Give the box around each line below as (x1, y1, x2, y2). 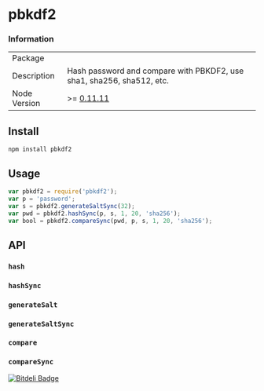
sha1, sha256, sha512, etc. (66, 75, 169, 86)
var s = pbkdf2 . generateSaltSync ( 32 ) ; (8, 202, 135, 210)
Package (12, 53, 45, 64)
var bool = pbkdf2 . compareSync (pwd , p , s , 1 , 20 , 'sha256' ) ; (8, 217, 213, 225)
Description (12, 71, 55, 82)
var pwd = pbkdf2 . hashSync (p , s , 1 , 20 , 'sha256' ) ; (8, 210, 181, 217)
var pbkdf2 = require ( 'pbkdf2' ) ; (8, 188, 118, 195)
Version (12, 98, 41, 109)
